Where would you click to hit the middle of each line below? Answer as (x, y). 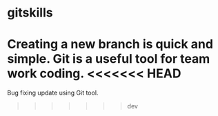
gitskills (30, 13)
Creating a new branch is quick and (110, 45)
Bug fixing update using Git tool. (53, 93)
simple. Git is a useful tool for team (109, 59)
